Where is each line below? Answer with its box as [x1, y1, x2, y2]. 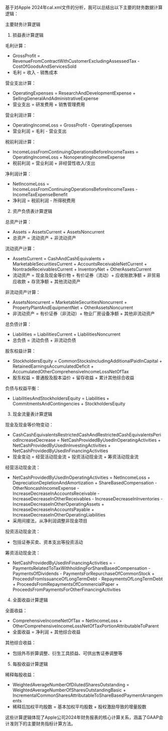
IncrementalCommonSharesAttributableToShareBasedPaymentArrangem [12, 692, 163, 698]
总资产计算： [5, 219, 32, 225]
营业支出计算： [5, 80, 36, 86]
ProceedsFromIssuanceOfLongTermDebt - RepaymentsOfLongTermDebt [12, 576, 163, 582]
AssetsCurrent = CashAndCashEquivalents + [12, 256, 105, 261]
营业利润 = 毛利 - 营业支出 [12, 128, 67, 134]
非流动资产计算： [5, 289, 41, 295]
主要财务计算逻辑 [5, 22, 41, 27]
